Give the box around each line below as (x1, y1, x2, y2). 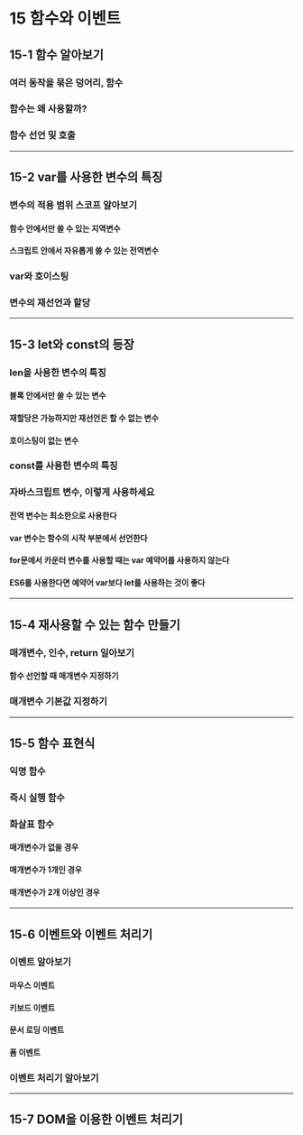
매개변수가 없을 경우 (9, 842, 79, 853)
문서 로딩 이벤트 (9, 1025, 65, 1036)
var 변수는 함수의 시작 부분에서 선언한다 (9, 532, 148, 543)
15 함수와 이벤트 (9, 8, 122, 29)
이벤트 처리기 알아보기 (9, 1071, 99, 1084)
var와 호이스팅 (9, 270, 69, 282)
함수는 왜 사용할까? (9, 103, 87, 115)
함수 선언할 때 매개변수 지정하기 (9, 670, 119, 681)
